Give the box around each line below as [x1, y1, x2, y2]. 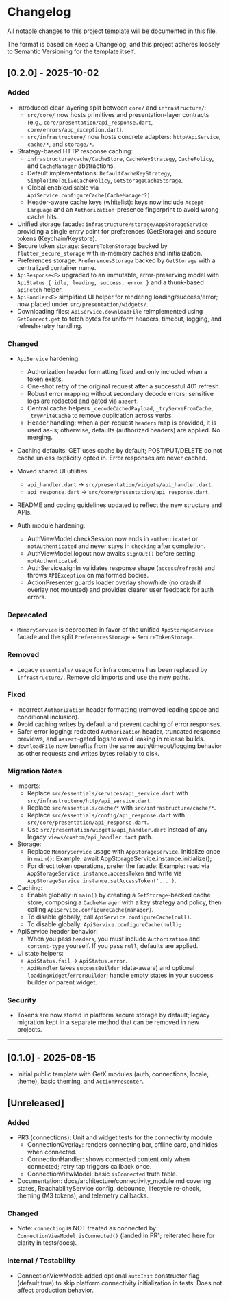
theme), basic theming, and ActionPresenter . [16, 1077, 144, 1086]
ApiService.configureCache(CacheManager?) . [27, 190, 152, 199]
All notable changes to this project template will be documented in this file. [7, 27, 218, 35]
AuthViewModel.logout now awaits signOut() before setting [27, 549, 196, 557]
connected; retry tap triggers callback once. [27, 1162, 152, 1170]
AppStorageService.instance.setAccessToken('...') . [27, 876, 177, 884]
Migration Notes [7, 766, 62, 776]
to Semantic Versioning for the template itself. [7, 47, 136, 55]
